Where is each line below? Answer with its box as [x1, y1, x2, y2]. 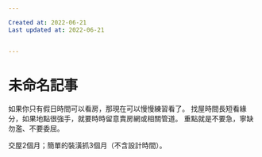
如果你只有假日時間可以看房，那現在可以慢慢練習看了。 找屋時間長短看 [8, 104, 240, 113]
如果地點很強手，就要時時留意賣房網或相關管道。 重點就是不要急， [21, 114, 240, 124]
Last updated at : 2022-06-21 [8, 25, 105, 34]
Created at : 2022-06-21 [8, 18, 87, 26]
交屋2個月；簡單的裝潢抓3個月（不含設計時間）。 [8, 140, 167, 151]
